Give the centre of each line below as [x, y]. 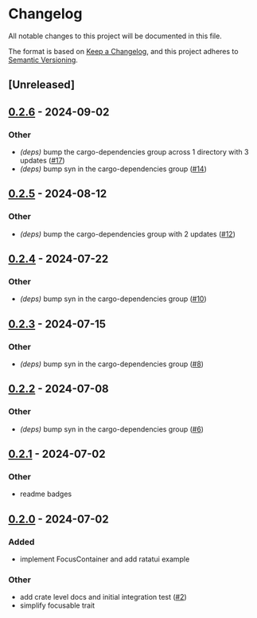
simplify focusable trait [57, 605]
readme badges [46, 494]
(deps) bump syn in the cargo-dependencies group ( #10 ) [113, 299]
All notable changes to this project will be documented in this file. [115, 36]
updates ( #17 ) [42, 161]
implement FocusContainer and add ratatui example [105, 559]
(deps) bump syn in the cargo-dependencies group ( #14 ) [113, 169]
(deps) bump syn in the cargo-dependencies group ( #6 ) [112, 429]
